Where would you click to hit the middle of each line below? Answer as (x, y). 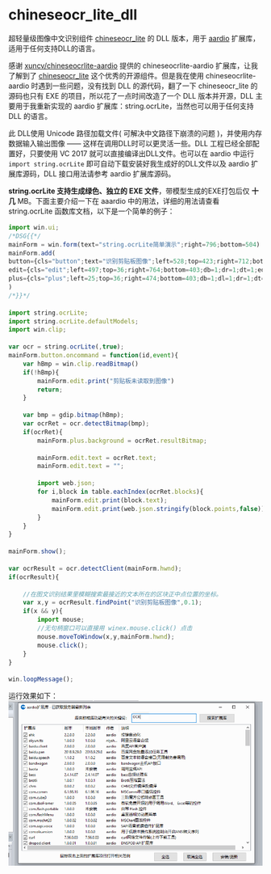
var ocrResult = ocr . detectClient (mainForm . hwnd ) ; (95, 568)
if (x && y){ (43, 611)
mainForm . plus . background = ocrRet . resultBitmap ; (122, 441)
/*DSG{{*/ (25, 236)
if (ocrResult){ (34, 577)
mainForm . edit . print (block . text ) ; (109, 500)
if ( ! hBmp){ (41, 372)
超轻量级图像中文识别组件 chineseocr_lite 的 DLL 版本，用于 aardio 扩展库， (134, 38)
